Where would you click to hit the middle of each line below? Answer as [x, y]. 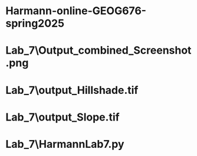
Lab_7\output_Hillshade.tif [72, 90]
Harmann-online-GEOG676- [76, 11]
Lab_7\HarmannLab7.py [65, 144]
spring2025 [35, 23]
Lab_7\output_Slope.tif [63, 117]
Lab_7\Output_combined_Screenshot [98, 51]
